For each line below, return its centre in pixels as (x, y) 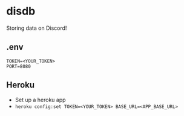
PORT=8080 (19, 66)
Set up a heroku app (40, 100)
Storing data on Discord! (37, 28)
